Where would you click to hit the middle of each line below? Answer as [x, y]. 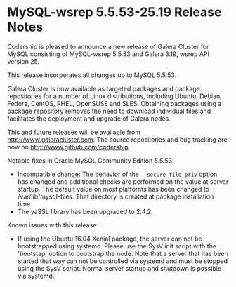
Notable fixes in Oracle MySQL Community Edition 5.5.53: [91, 160]
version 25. [24, 61]
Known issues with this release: [53, 225]
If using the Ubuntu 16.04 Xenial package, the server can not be [110, 239]
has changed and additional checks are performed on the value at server [123, 181]
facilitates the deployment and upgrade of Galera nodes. [89, 118]
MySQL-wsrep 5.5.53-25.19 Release [114, 12]
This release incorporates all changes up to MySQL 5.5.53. [92, 75]
